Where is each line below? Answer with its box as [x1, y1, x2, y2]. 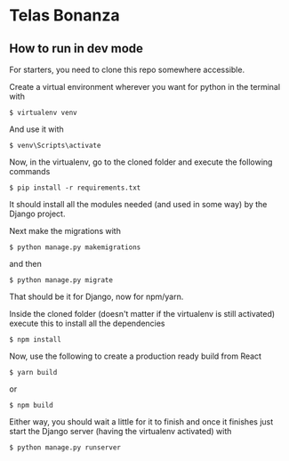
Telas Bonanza [9, 5, 120, 26]
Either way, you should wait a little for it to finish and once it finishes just [9, 417, 274, 427]
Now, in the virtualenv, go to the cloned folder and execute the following [9, 157, 273, 167]
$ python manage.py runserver [9, 443, 122, 452]
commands [9, 166, 51, 176]
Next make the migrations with [9, 226, 122, 236]
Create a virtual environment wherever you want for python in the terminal [9, 82, 281, 92]
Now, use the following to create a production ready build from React [9, 351, 262, 361]
